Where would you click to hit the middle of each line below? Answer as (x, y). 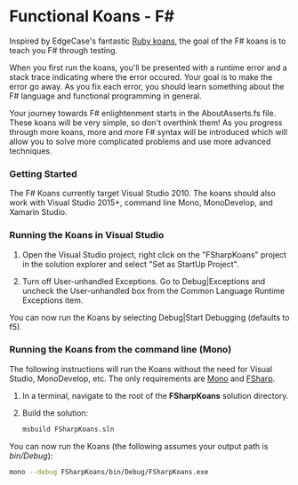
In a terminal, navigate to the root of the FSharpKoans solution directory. (155, 395)
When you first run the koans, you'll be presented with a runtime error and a (148, 68)
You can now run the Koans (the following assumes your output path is (139, 446)
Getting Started (43, 173)
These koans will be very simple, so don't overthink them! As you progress (146, 123)
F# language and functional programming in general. (105, 96)
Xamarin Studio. (38, 212)
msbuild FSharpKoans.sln (68, 429)
